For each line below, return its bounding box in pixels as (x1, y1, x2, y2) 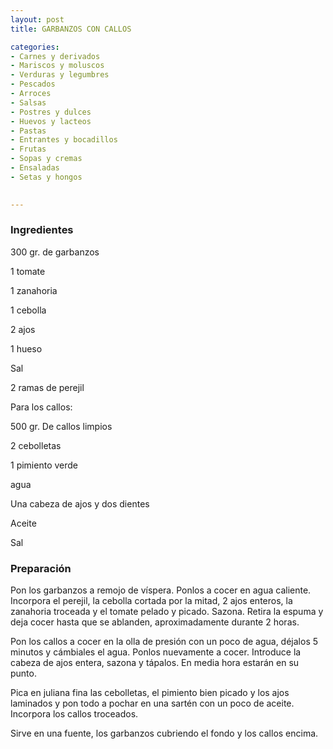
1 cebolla (10, 304, 47, 316)
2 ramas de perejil (10, 381, 85, 393)
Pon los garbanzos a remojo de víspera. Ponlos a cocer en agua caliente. (10, 584, 312, 596)
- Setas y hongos (10, 172, 83, 182)
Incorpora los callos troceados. (10, 708, 139, 720)
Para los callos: (10, 401, 73, 413)
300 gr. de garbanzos (10, 246, 100, 258)
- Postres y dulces (10, 107, 92, 117)
